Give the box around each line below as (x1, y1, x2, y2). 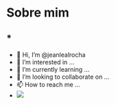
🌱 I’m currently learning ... (16, 66, 90, 73)
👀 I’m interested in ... (16, 58, 75, 66)
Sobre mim (6, 5, 69, 21)
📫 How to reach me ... (16, 81, 80, 88)
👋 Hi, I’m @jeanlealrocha (16, 50, 86, 59)
